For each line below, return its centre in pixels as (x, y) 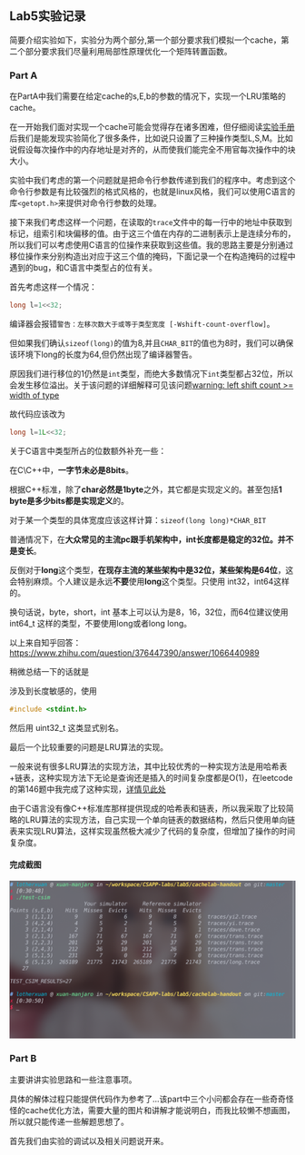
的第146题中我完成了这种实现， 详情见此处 (88, 789)
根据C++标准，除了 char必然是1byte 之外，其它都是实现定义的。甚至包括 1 (146, 489)
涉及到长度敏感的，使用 (53, 691)
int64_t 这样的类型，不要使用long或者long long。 (101, 623)
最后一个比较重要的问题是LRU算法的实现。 (89, 746)
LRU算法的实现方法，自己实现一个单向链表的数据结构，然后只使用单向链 (160, 819)
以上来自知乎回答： (45, 642)
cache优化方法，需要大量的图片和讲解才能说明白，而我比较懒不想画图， (160, 1110)
